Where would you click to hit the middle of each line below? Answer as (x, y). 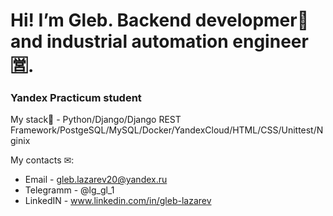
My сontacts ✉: (42, 160)
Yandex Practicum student (76, 98)
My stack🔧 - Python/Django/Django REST (96, 120)
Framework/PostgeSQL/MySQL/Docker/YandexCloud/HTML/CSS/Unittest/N (167, 130)
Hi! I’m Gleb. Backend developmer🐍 (160, 20)
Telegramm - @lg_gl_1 (69, 190)
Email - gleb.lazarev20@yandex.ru (96, 180)
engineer (270, 41)
